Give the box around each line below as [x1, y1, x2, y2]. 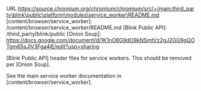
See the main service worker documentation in [6, 73, 122, 79]
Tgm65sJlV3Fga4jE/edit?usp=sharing [6, 43, 100, 50]
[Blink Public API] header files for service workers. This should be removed [6, 55, 192, 61]
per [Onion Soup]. [6, 61, 51, 68]
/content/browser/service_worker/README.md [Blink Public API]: [6, 24, 167, 31]
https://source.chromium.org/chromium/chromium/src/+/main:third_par [17, 5, 195, 12]
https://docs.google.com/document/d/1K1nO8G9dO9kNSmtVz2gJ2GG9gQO [6, 37, 195, 43]
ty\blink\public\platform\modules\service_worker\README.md [6, 11, 160, 18]
